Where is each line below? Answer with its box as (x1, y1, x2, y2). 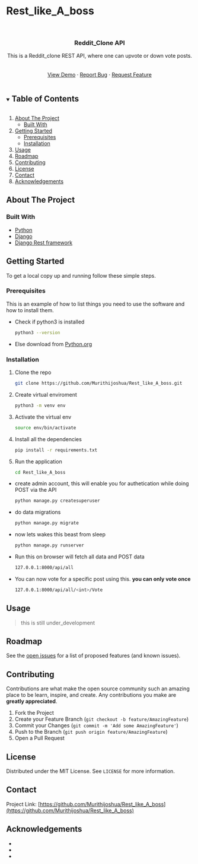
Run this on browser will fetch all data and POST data (14, 553, 145, 560)
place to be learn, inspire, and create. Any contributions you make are (6, 692, 177, 699)
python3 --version (14, 329, 60, 335)
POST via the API (14, 486, 57, 494)
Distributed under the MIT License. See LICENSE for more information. (6, 768, 175, 775)
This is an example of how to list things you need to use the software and (6, 300, 185, 307)
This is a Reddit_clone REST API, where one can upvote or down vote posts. (7, 52, 193, 59)
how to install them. (6, 306, 55, 313)
